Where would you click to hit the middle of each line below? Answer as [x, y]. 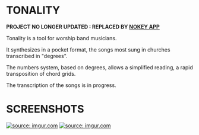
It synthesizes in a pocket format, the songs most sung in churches [88, 49]
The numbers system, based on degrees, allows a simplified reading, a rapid [99, 67]
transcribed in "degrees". [37, 56]
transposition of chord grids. [41, 73]
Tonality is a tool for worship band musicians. [61, 38]
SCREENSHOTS [45, 109]
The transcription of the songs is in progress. [61, 85]
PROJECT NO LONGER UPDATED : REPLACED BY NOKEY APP [83, 27]
